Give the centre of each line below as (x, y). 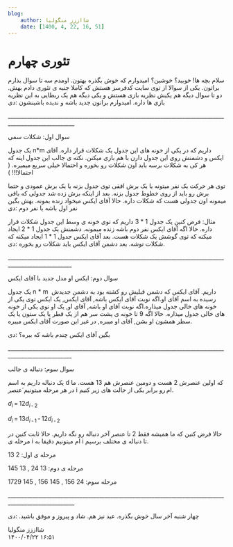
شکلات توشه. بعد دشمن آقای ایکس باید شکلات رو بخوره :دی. (87, 244)
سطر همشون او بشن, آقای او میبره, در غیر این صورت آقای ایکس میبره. (100, 322)
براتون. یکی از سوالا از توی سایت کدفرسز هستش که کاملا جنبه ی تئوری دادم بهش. (114, 88)
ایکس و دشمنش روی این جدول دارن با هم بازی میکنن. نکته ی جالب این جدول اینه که (116, 158)
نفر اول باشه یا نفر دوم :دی (43, 208)
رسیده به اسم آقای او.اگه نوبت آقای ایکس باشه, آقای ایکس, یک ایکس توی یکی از (112, 299)
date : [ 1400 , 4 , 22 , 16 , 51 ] (62, 26)
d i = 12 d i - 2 (23, 404)
